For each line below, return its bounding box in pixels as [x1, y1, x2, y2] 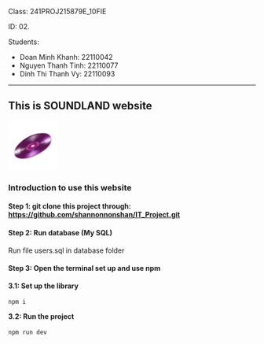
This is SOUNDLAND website [8, 99, 152, 113]
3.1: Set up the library [8, 281, 79, 290]
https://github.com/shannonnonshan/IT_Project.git [8, 210, 181, 220]
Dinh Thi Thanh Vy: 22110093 [19, 69, 115, 78]
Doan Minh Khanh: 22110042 [19, 53, 113, 61]
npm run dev [8, 328, 47, 336]
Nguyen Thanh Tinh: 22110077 [19, 61, 119, 70]
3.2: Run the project [8, 311, 75, 321]
